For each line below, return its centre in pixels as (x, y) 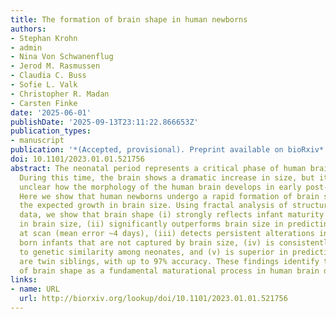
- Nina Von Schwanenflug (62, 57)
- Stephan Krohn (44, 38)
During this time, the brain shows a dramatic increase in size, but (167, 177)
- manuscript (37, 141)
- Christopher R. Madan (60, 94)
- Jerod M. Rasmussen (55, 66)
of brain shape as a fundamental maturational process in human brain (169, 271)
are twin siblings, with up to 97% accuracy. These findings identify (169, 261)
